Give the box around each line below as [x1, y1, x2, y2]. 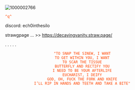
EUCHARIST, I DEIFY [62, 72, 102, 77]
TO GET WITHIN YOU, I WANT [54, 55, 110, 60]
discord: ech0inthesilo [5, 22, 50, 28]
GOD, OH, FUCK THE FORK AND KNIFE [47, 77, 117, 82]
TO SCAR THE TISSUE [62, 60, 102, 65]
